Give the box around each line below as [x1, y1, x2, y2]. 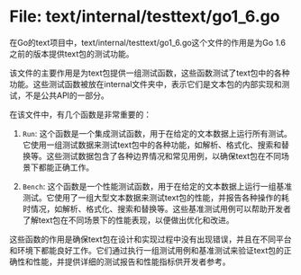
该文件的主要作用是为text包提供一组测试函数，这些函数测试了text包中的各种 [9, 67, 290, 78]
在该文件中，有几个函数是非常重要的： [9, 109, 151, 120]
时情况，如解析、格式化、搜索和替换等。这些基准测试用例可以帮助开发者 [22, 203, 291, 214]
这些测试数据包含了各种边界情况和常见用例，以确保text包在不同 [46, 150, 282, 161]
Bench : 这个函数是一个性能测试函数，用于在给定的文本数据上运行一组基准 [22, 181, 293, 191]
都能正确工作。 [38, 162, 95, 173]
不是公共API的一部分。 [24, 90, 110, 101]
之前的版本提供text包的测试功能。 [9, 48, 134, 59]
